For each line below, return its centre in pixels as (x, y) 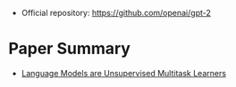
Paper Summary (70, 49)
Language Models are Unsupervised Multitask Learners (124, 73)
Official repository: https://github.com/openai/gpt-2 (116, 13)
